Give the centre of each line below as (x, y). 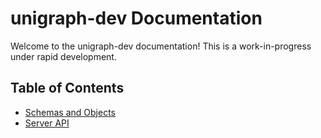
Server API (47, 123)
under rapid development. (63, 56)
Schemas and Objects (70, 112)
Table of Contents (67, 88)
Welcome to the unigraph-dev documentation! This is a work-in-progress (161, 46)
